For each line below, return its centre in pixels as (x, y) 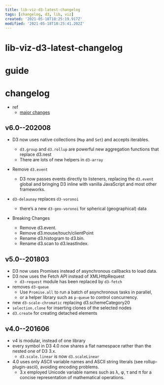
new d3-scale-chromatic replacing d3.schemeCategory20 (71, 303)
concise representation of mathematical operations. (72, 377)
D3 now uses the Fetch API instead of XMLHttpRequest (68, 276)
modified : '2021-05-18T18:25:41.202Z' (45, 24)
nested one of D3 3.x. (34, 351)
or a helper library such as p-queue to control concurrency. (79, 297)
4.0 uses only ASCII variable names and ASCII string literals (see (78, 361)
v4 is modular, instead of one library (49, 340)
